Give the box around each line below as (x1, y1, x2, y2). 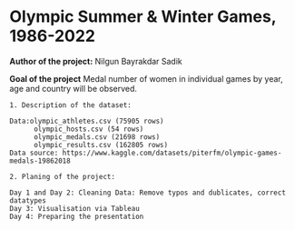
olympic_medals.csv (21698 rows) (33, 132, 161, 142)
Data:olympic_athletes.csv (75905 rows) (9, 116, 165, 125)
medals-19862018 (9, 156, 71, 165)
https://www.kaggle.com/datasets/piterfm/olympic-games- (62, 148, 282, 157)
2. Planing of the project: (9, 172, 116, 181)
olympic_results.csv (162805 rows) (33, 140, 169, 149)
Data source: (9, 148, 59, 157)
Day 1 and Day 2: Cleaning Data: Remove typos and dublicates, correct (9, 188, 286, 197)
